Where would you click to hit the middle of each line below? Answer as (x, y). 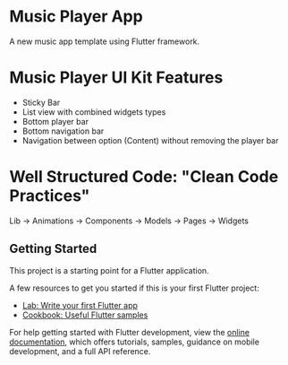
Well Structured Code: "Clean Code (144, 177)
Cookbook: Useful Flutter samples (85, 315)
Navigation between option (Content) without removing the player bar (150, 140)
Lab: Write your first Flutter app (80, 305)
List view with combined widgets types (94, 112)
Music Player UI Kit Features (116, 78)
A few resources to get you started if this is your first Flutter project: (134, 288)
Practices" (50, 196)
